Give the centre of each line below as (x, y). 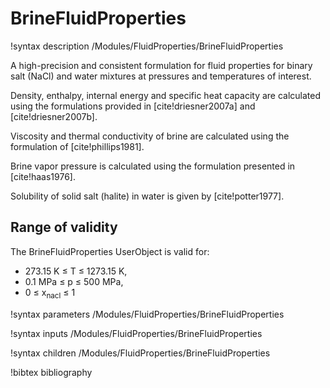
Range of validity (64, 227)
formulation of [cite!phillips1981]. (77, 146)
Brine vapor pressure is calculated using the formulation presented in (153, 166)
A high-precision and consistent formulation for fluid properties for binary (161, 65)
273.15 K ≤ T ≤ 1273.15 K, (76, 271)
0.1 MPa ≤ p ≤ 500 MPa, (74, 281)
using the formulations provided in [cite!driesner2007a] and (133, 106)
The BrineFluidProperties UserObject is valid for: (110, 251)
